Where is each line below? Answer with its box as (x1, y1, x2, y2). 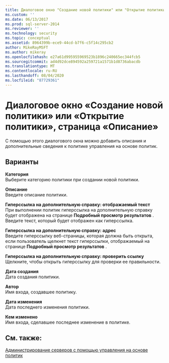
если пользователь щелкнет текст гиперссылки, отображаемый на (5, 238, 150, 244)
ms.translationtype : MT (5, 64, 55, 69)
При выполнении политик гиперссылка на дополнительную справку (5, 206, 153, 213)
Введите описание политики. (5, 191, 68, 197)
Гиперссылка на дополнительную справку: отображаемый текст (5, 201, 150, 208)
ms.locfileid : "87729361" (5, 78, 59, 83)
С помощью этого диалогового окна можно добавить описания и (5, 137, 146, 144)
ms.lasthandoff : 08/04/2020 (5, 73, 64, 78)
